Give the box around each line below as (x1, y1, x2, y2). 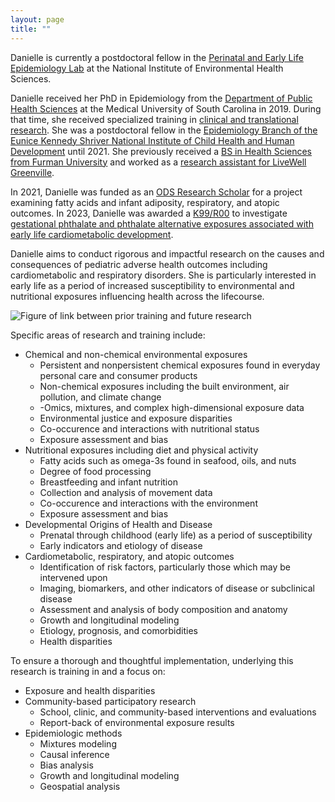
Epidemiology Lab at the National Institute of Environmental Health (10, 62, 284, 74)
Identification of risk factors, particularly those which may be (39, 561, 291, 573)
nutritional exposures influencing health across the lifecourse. (10, 290, 265, 302)
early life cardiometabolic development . (10, 228, 174, 240)
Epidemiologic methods (24, 727, 123, 739)
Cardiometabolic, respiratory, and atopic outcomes (24, 550, 235, 562)
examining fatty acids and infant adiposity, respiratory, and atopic (10, 196, 280, 208)
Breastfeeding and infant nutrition (39, 476, 178, 488)
